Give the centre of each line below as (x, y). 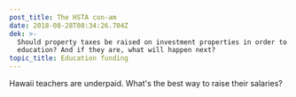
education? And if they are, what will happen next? (117, 50)
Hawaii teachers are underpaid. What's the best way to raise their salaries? (146, 83)
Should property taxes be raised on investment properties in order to (152, 42)
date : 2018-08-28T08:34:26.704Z (69, 26)
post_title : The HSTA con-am (63, 17)
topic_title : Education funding (69, 58)
